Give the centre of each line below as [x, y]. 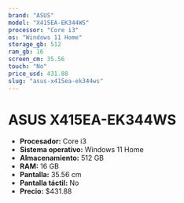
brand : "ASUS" [31, 15]
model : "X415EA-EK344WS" [49, 23]
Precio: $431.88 [46, 191]
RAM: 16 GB [39, 166]
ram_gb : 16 [26, 52]
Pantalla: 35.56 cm [50, 175]
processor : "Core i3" [44, 30]
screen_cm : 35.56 [37, 60]
